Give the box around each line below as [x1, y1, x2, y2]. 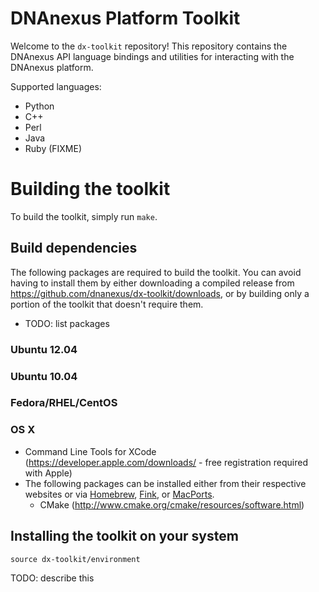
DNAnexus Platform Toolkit [10, 7, 241, 30]
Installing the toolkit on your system [10, 528, 239, 545]
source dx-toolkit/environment [10, 554, 141, 564]
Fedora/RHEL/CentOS [10, 396, 118, 410]
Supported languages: [10, 80, 102, 92]
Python [24, 100, 55, 112]
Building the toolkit [10, 178, 171, 201]
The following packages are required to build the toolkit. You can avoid [10, 266, 302, 278]
